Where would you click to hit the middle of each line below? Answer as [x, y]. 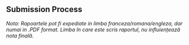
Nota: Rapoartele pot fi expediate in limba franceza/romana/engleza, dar [94, 23]
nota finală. [20, 35]
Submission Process [44, 10]
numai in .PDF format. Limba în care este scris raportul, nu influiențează [93, 29]
